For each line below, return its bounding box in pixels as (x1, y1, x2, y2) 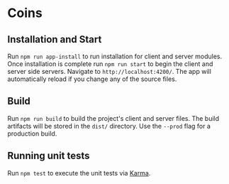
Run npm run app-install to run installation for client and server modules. (7, 52, 223, 60)
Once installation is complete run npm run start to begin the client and (7, 60, 213, 68)
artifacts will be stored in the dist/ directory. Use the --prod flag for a (7, 121, 211, 130)
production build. (7, 129, 57, 138)
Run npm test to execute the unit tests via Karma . (7, 168, 151, 177)
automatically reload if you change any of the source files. (7, 75, 177, 83)
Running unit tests (7, 150, 90, 162)
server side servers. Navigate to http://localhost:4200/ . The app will (7, 67, 211, 75)
